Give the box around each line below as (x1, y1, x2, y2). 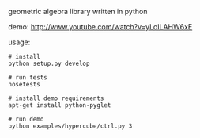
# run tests (8, 74, 47, 82)
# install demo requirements (8, 94, 104, 102)
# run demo (8, 115, 44, 123)
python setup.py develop (8, 59, 90, 67)
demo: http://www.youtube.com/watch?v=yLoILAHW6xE (8, 22, 193, 31)
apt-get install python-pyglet (8, 102, 111, 109)
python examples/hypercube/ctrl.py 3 (8, 122, 133, 130)
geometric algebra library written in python (8, 7, 148, 16)
